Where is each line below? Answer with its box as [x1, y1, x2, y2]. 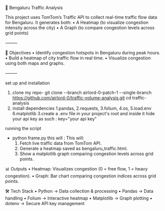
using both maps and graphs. [5, 60, 65, 66]
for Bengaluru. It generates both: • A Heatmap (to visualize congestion [5, 20, 149, 25]
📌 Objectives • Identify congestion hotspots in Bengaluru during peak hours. [5, 50, 161, 55]
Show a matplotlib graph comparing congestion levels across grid [19, 151, 154, 157]
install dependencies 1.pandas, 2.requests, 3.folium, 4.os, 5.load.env [12, 105, 152, 111]
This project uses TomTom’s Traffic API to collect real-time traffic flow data [5, 14, 157, 20]
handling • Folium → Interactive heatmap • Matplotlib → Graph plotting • [5, 195, 153, 201]
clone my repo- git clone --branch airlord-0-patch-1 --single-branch [12, 89, 152, 95]
